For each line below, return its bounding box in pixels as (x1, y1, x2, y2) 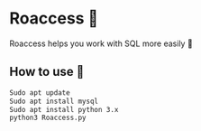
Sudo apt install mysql (9, 97, 99, 106)
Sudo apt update (9, 88, 70, 98)
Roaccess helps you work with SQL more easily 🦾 (9, 38, 194, 49)
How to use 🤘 (9, 64, 85, 80)
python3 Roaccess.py (9, 113, 87, 123)
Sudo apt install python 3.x (9, 105, 119, 114)
